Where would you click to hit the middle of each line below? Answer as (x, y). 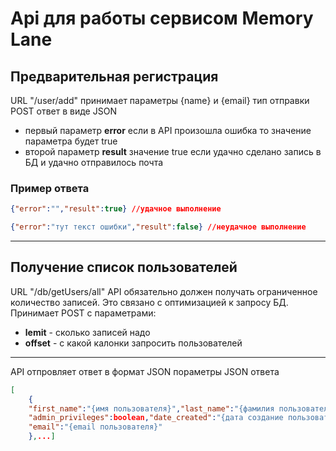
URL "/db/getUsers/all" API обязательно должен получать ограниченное (164, 291)
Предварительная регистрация (114, 76)
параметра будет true (71, 141)
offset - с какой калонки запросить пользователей (133, 343)
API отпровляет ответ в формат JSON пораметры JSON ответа (145, 371)
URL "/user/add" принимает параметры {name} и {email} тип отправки (160, 100)
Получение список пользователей (124, 267)
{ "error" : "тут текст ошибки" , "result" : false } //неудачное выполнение (158, 227)
